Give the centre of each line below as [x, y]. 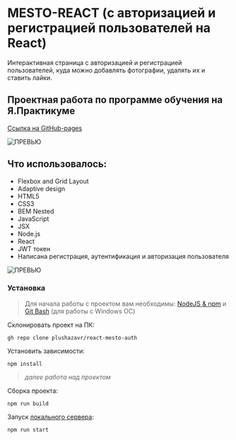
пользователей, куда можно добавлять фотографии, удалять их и [106, 70]
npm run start [28, 429]
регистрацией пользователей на [109, 28]
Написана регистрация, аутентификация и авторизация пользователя [123, 256]
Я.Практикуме [41, 111]
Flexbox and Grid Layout [53, 181]
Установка [26, 288]
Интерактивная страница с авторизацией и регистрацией [95, 62]
